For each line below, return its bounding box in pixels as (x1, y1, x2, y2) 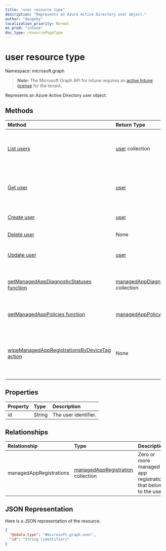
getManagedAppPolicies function (7, 311, 85, 318)
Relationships (5, 428, 48, 436)
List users (7, 145, 31, 152)
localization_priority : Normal (5, 21, 70, 26)
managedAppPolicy (116, 311, 162, 318)
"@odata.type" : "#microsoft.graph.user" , (9, 532, 96, 537)
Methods (5, 107, 34, 115)
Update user (7, 251, 37, 258)
